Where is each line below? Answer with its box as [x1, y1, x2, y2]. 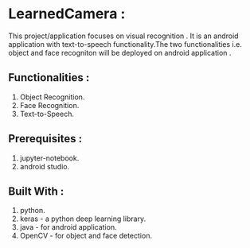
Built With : [8, 184, 64, 198]
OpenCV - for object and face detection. [19, 231, 153, 241]
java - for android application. [19, 223, 117, 232]
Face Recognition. [19, 100, 80, 110]
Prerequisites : [8, 132, 82, 145]
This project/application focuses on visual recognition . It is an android [8, 31, 239, 41]
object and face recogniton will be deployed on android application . [8, 48, 232, 57]
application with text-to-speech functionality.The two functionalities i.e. [8, 39, 243, 48]
